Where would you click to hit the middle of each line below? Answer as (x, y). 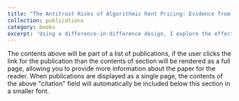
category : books (31, 27)
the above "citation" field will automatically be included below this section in (119, 84)
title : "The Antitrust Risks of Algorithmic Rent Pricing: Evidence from (119, 14)
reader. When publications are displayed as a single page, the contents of (115, 76)
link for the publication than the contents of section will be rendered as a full (119, 61)
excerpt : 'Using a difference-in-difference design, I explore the (110, 34)
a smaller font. (28, 91)
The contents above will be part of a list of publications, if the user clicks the (119, 54)
